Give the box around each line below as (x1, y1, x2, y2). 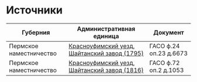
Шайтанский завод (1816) (68, 66, 144, 74)
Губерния (22, 28, 50, 36)
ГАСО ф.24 (149, 42, 180, 50)
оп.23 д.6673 (149, 49, 188, 57)
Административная (77, 25, 136, 33)
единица (93, 32, 119, 40)
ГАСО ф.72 (149, 59, 180, 67)
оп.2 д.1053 (149, 66, 184, 74)
